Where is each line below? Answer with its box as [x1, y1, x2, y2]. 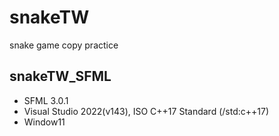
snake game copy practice [9, 39, 119, 51]
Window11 [23, 116, 66, 128]
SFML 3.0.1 [23, 94, 69, 106]
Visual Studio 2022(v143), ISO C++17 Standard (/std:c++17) [23, 105, 269, 117]
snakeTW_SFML [9, 68, 112, 85]
